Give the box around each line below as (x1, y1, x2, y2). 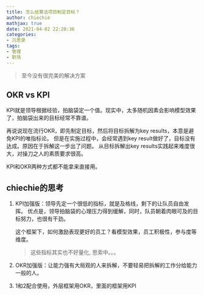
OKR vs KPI (6, 90, 50, 101)
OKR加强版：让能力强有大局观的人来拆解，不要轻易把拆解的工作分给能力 (15, 261, 197, 269)
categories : (6, 32, 37, 38)
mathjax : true (6, 20, 43, 26)
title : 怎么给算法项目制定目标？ (6, 9, 80, 15)
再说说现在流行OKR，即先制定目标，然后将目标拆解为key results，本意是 (6, 127, 189, 135)
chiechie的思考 (6, 182, 64, 193)
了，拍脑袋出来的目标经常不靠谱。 (6, 114, 92, 122)
